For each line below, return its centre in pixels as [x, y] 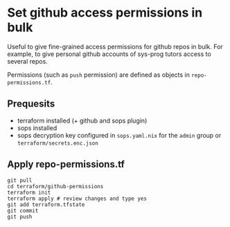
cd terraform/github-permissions [55, 186]
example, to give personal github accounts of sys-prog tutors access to [109, 54]
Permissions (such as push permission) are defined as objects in [99, 75]
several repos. [28, 61]
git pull [20, 180]
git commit [23, 210]
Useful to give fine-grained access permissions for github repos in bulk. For [115, 46]
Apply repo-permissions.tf [66, 164]
